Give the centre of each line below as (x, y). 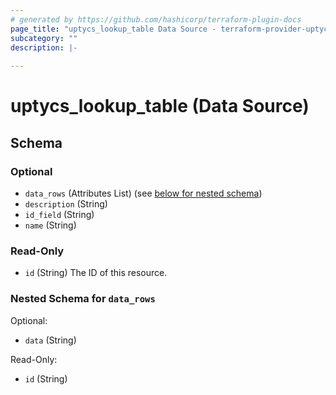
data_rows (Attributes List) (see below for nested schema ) (143, 193)
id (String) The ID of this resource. (96, 273)
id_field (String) (59, 214)
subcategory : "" (44, 38)
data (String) (50, 340)
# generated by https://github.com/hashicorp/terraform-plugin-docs (156, 19)
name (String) (50, 225)
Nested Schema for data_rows (83, 299)
